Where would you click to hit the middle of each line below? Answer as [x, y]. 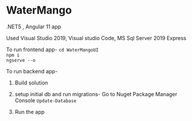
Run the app [30, 112]
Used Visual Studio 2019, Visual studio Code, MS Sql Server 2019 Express [96, 38]
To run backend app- [32, 71]
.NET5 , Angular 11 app [33, 27]
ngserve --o [21, 60]
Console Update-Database [46, 100]
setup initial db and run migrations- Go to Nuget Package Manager [96, 94]
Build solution [31, 83]
